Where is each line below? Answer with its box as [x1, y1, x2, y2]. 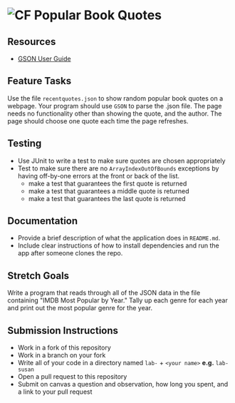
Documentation [7, 215, 78, 228]
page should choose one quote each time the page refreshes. [7, 116, 189, 125]
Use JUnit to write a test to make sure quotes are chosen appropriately [17, 156, 226, 165]
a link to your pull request [17, 387, 93, 396]
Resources [7, 36, 56, 48]
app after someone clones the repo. [17, 249, 123, 257]
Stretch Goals [7, 270, 70, 282]
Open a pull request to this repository [17, 372, 127, 381]
